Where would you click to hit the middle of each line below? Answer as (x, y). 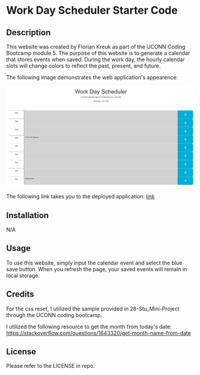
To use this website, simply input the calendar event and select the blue (94, 263)
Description (28, 33)
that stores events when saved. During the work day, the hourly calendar (96, 59)
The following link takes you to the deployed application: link (81, 196)
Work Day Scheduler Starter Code (92, 10)
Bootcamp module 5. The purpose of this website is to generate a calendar (98, 53)
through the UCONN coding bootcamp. (54, 315)
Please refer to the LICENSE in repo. (51, 366)
